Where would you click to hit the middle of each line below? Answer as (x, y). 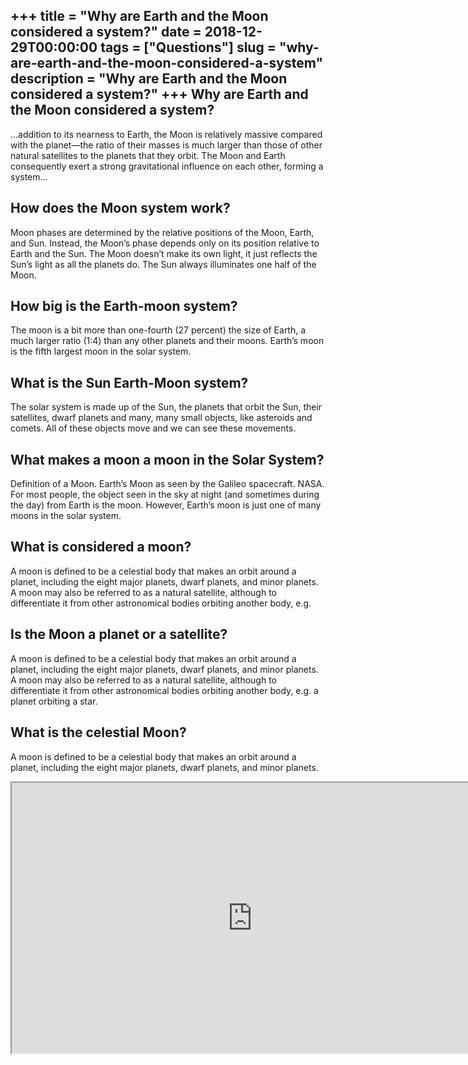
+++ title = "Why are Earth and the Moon (139, 16)
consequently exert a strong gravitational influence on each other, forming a (167, 166)
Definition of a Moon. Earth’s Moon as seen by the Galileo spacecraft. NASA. (167, 484)
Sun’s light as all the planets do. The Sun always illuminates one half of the (163, 264)
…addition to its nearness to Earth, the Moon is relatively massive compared (166, 134)
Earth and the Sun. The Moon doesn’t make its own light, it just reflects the (164, 253)
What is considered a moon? (101, 547)
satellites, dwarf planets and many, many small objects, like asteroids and (161, 418)
